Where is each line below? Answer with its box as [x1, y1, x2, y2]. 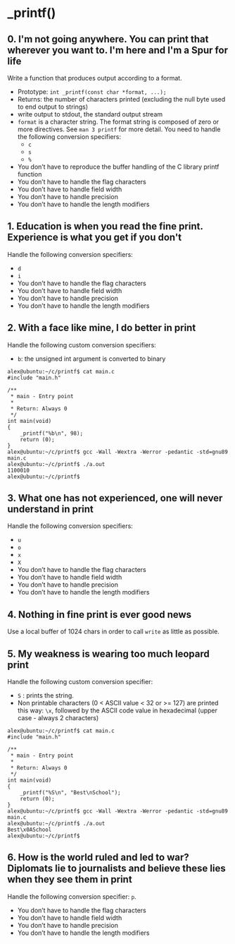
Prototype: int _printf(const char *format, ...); [17, 88, 167, 96]
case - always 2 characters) [17, 714, 99, 722]
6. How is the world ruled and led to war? [7, 852, 189, 864]
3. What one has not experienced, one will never [7, 492, 223, 504]
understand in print [7, 503, 94, 515]
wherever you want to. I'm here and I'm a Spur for [7, 44, 229, 56]
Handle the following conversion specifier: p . [7, 892, 136, 901]
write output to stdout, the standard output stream [17, 110, 163, 118]
